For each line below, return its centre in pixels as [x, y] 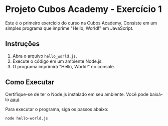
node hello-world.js [27, 118]
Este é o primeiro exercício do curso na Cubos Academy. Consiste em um [81, 23]
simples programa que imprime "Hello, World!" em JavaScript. [69, 28]
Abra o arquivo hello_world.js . [45, 56]
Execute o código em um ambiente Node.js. [57, 61]
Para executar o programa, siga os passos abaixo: [57, 109]
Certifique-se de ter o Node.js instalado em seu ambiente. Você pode [77, 94]
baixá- [156, 94]
